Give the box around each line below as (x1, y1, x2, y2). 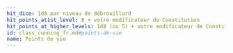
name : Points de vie (6, 36, 67, 43)
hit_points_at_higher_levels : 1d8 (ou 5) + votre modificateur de (6, 23, 203, 30)
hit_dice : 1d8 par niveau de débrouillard (6, 10, 131, 17)
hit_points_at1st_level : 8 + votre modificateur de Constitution (6, 17, 200, 23)
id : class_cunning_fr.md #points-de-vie (6, 29, 122, 36)
